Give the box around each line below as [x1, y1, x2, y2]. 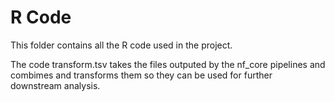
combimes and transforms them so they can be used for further [10, 69, 273, 81]
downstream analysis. [10, 79, 101, 91]
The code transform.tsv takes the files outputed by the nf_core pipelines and [10, 58, 326, 70]
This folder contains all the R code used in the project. [10, 39, 233, 51]
